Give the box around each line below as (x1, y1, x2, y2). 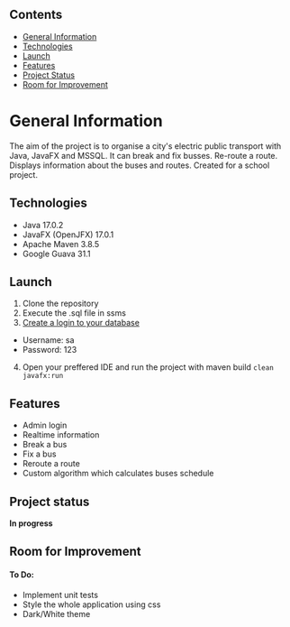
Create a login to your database (22, 318, 140, 328)
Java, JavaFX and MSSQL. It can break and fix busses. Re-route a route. (9, 150, 278, 161)
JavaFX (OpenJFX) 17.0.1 (22, 229, 114, 240)
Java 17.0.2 (22, 219, 64, 230)
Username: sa (22, 335, 75, 346)
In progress (9, 518, 53, 529)
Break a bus (22, 439, 68, 450)
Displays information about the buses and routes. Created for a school (9, 160, 270, 171)
